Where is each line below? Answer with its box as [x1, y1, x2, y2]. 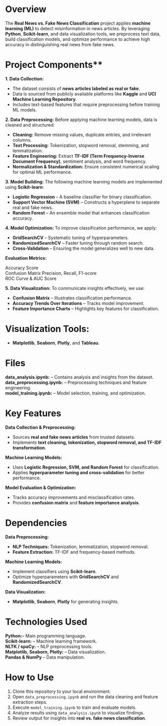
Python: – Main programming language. [5, 633, 87, 639]
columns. [12, 137, 32, 143]
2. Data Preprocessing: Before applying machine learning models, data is [5, 117, 157, 123]
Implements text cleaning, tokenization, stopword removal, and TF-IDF [12, 439, 162, 445]
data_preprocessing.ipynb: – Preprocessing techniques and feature [5, 379, 147, 385]
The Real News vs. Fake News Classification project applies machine [5, 20, 151, 26]
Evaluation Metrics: [5, 255, 47, 261]
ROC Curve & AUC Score [5, 275, 57, 281]
